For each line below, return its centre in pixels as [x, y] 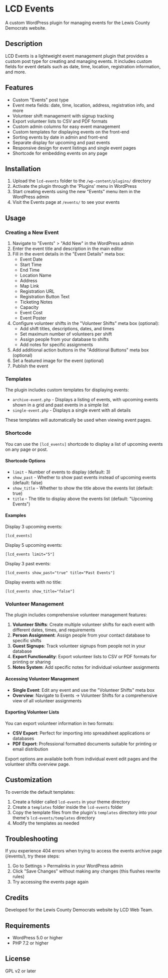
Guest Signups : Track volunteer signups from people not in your [79, 646]
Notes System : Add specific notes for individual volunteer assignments [86, 667]
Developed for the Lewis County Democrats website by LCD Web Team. [79, 910]
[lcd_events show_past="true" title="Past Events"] [60, 573]
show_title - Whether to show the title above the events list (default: [83, 488]
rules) [18, 877]
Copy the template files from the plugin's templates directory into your [85, 812]
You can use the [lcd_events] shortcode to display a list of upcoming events [84, 444]
